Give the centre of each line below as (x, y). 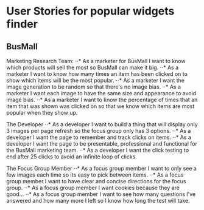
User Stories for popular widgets (90, 11)
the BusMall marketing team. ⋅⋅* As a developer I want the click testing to (98, 150)
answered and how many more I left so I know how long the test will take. (98, 201)
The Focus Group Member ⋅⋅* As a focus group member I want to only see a (101, 168)
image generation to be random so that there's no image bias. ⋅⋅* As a (94, 87)
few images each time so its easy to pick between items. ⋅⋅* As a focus (95, 175)
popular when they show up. (42, 113)
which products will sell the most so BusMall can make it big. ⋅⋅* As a (93, 67)
